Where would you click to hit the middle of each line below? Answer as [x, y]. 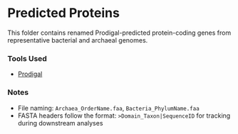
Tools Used [27, 58]
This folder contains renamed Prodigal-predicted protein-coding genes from [119, 33]
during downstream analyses [60, 123]
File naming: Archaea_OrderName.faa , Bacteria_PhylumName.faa [108, 108]
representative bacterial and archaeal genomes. [78, 40]
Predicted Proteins [63, 13]
